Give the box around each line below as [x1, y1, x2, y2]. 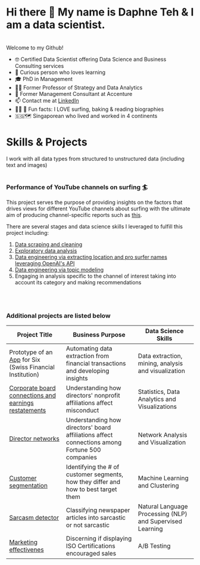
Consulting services [14, 62, 64, 69]
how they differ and [65, 478, 121, 486]
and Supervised [137, 517, 183, 526]
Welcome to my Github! [6, 44, 64, 51]
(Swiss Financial [9, 363, 55, 371]
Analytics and [137, 395, 177, 403]
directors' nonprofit [65, 392, 120, 400]
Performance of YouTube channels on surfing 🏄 [6, 183, 148, 191]
